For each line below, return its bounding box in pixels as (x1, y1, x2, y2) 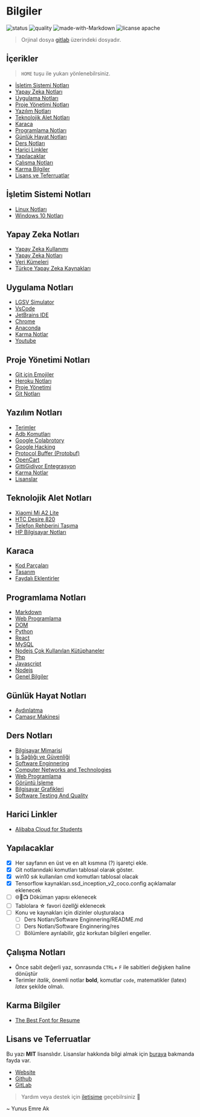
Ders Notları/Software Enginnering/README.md (24, 916, 143, 923)
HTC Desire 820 (15, 515, 56, 523)
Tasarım (15, 568, 35, 575)
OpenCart (15, 456, 40, 463)
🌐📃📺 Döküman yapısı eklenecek (15, 893, 97, 901)
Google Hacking (15, 443, 56, 450)
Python (15, 628, 33, 635)
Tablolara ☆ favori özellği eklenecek (15, 902, 106, 909)
